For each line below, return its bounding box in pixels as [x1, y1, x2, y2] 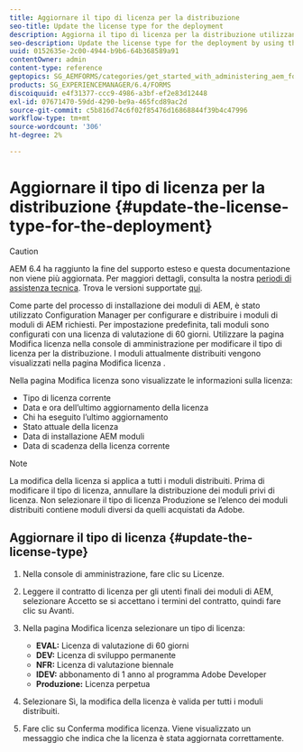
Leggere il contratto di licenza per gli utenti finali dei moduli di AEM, [22, 586, 274, 597]
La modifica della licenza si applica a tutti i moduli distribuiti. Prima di [9, 475, 265, 486]
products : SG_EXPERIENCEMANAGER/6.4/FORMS [9, 80, 171, 89]
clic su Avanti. [22, 605, 75, 616]
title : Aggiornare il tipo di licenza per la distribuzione [9, 13, 241, 23]
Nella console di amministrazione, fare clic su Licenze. [22, 568, 225, 579]
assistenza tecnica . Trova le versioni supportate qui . [9, 282, 203, 293]
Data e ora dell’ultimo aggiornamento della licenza [22, 402, 209, 413]
